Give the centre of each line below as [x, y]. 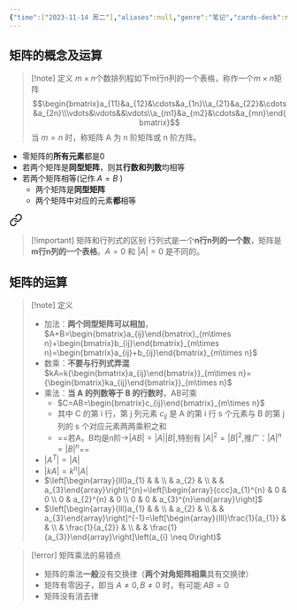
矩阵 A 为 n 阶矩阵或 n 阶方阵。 [145, 137]
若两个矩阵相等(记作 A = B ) [72, 179]
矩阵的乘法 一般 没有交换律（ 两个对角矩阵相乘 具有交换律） [148, 574]
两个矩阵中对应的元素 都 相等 [86, 201]
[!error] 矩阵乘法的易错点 [76, 555]
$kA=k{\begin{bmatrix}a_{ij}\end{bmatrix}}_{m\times [140, 374]
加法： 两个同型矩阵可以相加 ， [98, 324]
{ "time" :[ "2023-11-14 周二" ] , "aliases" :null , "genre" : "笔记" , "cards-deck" [145, 17]
